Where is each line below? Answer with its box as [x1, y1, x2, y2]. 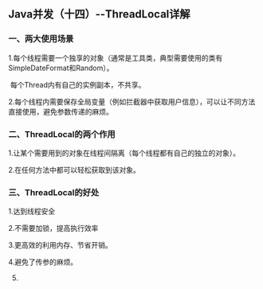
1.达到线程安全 [8, 206, 56, 217]
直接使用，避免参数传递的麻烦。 [8, 107, 113, 116]
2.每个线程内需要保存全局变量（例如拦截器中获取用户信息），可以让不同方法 [8, 96, 256, 106]
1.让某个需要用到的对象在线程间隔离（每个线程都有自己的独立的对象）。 [8, 148, 241, 158]
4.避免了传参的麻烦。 [8, 257, 78, 267]
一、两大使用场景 [8, 33, 74, 45]
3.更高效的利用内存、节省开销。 [8, 240, 113, 250]
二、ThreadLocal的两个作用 [8, 128, 116, 139]
